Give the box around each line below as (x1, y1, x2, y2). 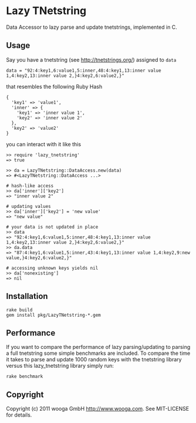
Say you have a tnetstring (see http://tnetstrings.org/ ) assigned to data (6, 56, 177, 63)
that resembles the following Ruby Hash (6, 83, 103, 90)
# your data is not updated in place (6, 224, 99, 230)
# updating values (6, 203, 51, 209)
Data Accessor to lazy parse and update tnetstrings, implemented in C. (6, 23, 177, 31)
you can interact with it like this (6, 140, 81, 147)
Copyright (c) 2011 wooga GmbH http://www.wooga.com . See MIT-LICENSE (6, 405, 190, 412)
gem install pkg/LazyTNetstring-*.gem (6, 312, 101, 318)
